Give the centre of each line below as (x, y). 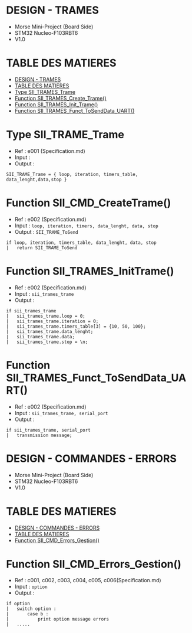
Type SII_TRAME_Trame (65, 135)
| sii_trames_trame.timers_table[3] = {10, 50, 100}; (76, 326)
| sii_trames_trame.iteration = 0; (52, 321)
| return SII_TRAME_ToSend (42, 248)
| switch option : (32, 609)
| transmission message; (39, 435)
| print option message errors (58, 619)
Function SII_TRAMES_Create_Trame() (61, 98)
